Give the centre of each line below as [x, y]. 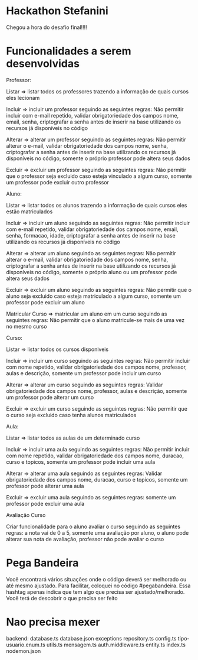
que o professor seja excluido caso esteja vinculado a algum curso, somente [99, 176]
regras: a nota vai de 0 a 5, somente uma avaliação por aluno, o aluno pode [98, 532]
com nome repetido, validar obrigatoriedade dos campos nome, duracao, [95, 456]
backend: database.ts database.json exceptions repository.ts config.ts [91, 638]
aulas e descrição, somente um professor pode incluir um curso [84, 373]
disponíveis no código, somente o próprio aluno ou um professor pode [92, 272]
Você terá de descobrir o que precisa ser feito [62, 598]
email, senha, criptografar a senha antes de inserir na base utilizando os [94, 122]
